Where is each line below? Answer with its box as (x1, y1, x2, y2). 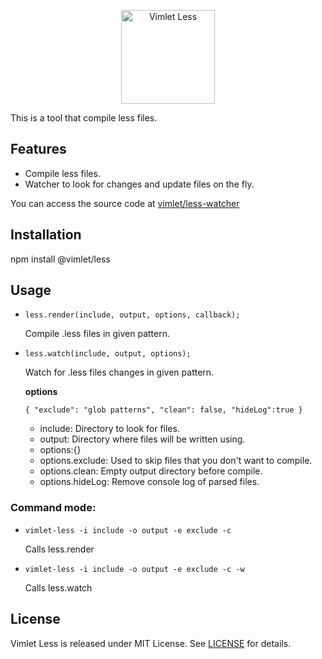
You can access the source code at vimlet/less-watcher (10, 197, 240, 209)
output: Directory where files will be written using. (39, 433, 246, 445)
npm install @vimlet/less (10, 253, 111, 265)
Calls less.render (24, 543, 95, 555)
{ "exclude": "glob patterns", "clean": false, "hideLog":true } (24, 405, 303, 415)
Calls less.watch (24, 581, 93, 594)
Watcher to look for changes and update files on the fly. (24, 178, 255, 190)
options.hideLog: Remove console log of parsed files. (39, 476, 260, 488)
